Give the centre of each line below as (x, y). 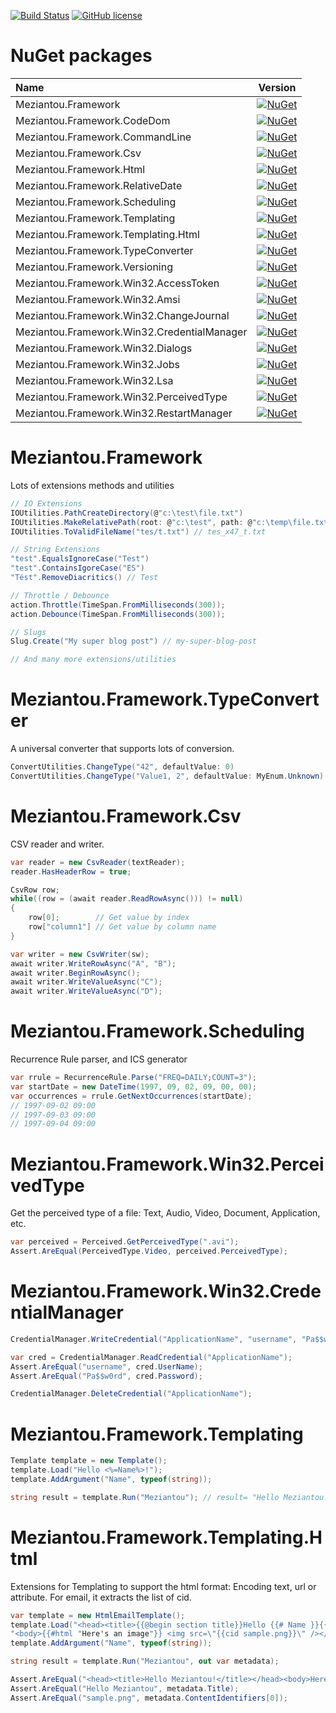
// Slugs (28, 632)
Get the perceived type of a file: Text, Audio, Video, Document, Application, (165, 1213)
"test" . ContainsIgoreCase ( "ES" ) (77, 568)
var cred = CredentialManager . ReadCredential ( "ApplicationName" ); (151, 1357)
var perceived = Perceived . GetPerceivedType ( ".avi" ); (125, 1242)
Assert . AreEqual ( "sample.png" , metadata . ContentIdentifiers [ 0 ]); (149, 1698)
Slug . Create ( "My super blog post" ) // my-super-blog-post (133, 641)
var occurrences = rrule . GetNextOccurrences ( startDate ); (131, 1096)
